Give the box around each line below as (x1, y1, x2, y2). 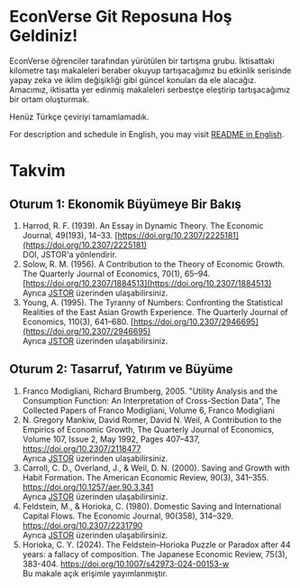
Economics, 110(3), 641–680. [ (22, 316, 134, 327)
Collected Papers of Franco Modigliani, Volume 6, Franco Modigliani (22, 405, 275, 415)
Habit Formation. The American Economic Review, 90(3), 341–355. (22, 471, 269, 482)
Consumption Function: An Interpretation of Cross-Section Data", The (22, 395, 281, 406)
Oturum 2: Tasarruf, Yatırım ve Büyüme (9, 361, 233, 377)
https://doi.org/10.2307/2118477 (22, 443, 141, 453)
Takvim (9, 161, 66, 182)
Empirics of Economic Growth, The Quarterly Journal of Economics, (22, 424, 275, 434)
